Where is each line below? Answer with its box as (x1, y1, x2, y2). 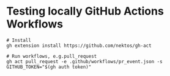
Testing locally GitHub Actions (6, 4, 164, 18)
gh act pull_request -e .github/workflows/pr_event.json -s (6, 58, 163, 64)
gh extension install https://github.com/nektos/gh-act (6, 43, 152, 49)
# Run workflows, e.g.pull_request (6, 53, 97, 59)
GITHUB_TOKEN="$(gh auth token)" (6, 64, 92, 70)
